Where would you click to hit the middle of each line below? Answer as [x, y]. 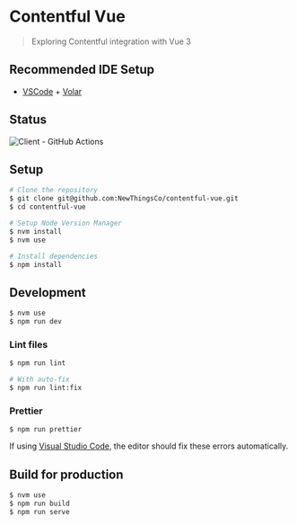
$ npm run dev [36, 322]
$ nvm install [36, 231]
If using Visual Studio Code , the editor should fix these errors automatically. [149, 446]
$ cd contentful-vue [48, 207]
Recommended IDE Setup [82, 70]
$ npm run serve [39, 512]
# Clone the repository [54, 191]
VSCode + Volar [52, 91]
